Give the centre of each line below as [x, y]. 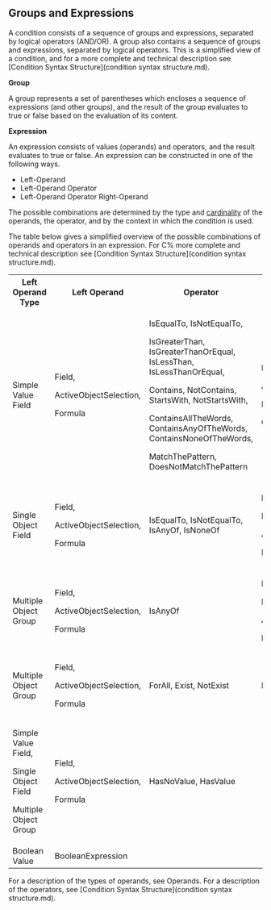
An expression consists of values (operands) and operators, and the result [132, 146]
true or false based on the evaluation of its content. [94, 115]
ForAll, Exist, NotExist [189, 685]
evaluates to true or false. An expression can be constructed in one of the [131, 155]
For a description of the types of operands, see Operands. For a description [134, 881]
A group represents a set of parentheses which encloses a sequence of [127, 98]
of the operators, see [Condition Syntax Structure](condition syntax [120, 889]
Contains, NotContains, [193, 390]
